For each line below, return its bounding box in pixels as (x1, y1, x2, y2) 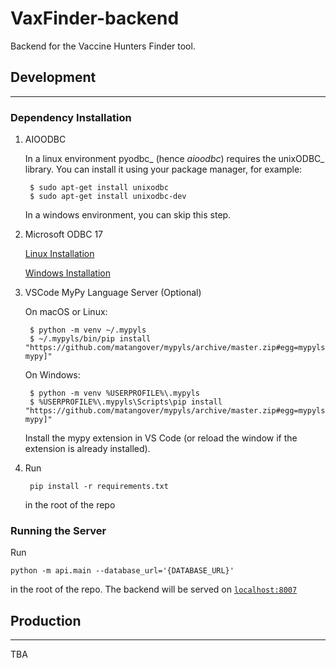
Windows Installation (24, 267, 111, 279)
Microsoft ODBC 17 (24, 228, 104, 241)
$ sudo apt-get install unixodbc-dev (29, 192, 187, 202)
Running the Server (10, 523, 107, 537)
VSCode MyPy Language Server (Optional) (24, 287, 202, 299)
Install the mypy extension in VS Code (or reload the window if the (24, 432, 298, 444)
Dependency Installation (10, 110, 132, 124)
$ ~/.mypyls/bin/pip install (29, 334, 152, 344)
